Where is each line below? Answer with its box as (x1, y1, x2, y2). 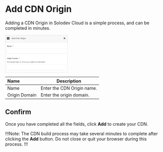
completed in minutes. (5, 25, 51, 31)
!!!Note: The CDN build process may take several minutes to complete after (5, 130, 158, 137)
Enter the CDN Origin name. (40, 85, 98, 91)
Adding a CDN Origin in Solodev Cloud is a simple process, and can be (5, 20, 150, 26)
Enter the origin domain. (40, 92, 90, 98)
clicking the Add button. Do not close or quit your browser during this (5, 136, 147, 142)
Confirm (5, 108, 31, 116)
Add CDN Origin (5, 3, 72, 15)
